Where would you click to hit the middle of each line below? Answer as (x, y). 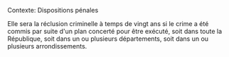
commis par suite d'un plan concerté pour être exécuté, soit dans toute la (115, 31)
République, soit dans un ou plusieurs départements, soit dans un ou (108, 39)
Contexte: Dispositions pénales (53, 10)
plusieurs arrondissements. (47, 46)
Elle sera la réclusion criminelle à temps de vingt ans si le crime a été (108, 24)
